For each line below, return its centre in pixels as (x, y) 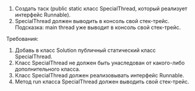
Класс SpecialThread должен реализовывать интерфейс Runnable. (99, 75)
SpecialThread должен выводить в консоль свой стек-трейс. (92, 21)
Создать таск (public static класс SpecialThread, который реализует (101, 9)
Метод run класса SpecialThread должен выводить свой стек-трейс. (102, 82)
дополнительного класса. (47, 69)
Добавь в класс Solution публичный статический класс (85, 50)
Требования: (22, 39)
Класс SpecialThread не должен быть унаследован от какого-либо (100, 63)
